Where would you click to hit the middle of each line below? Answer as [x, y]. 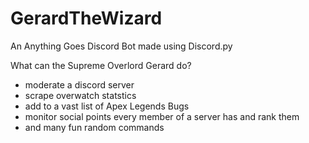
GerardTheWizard [86, 18]
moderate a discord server [79, 84]
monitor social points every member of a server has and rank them [162, 116]
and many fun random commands [94, 127]
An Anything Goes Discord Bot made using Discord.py [121, 46]
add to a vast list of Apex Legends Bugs [107, 106]
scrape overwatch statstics [80, 95]
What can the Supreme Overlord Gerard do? [101, 65]
